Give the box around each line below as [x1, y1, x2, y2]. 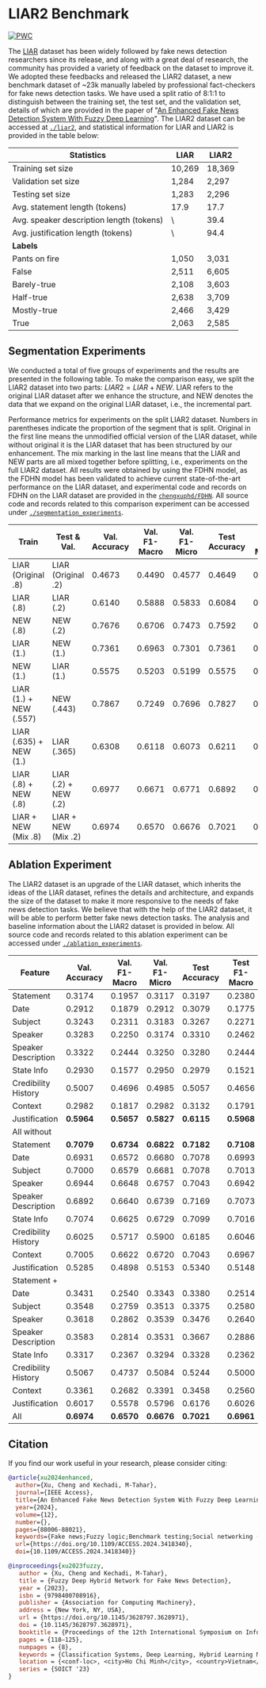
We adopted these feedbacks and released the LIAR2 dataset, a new [8, 71, 232, 81]
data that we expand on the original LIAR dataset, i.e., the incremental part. [8, 399, 253, 409]
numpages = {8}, [18, 1643, 73, 1651]
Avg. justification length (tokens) [12, 227, 133, 238]
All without [12, 1126, 52, 1137]
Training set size [12, 163, 74, 174]
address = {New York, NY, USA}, [18, 1606, 126, 1614]
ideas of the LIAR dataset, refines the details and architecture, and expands [8, 888, 254, 897]
